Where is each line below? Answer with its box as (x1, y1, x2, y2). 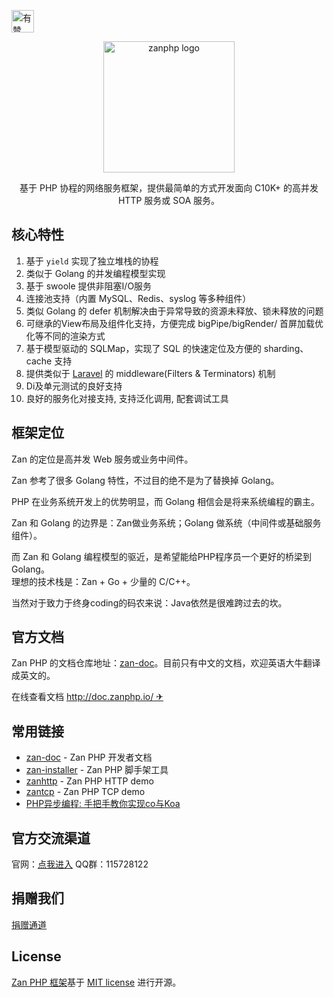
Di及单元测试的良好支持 (25, 380, 123, 392)
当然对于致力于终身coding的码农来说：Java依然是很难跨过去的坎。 (11, 596, 288, 609)
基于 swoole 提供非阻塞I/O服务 (25, 280, 153, 292)
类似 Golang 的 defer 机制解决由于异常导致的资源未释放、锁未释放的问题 (25, 305, 324, 317)
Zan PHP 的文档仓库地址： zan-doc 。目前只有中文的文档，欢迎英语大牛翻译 (11, 657, 321, 669)
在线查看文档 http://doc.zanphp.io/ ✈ (11, 691, 164, 703)
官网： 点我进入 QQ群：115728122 (11, 858, 149, 870)
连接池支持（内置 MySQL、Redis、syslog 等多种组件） (25, 292, 252, 304)
